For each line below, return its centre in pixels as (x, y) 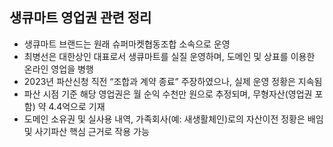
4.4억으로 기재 (77, 106)
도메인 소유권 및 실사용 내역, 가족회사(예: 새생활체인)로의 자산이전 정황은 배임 (173, 119)
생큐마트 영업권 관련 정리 (80, 18)
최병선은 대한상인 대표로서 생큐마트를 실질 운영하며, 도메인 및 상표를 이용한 (169, 56)
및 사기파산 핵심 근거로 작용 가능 (86, 131)
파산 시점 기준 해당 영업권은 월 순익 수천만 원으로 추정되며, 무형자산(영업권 (168, 94)
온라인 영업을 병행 (58, 69)
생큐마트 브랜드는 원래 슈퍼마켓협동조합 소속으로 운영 (127, 44)
